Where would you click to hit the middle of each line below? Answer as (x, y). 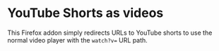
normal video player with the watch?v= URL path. (78, 40)
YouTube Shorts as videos (85, 13)
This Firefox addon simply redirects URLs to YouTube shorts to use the (110, 33)
